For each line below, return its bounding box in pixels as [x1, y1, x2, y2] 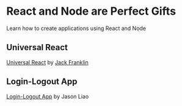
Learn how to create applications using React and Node [6, 25, 147, 32]
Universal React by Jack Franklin [6, 58, 89, 66]
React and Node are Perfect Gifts [6, 4, 176, 18]
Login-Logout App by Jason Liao [6, 93, 89, 100]
